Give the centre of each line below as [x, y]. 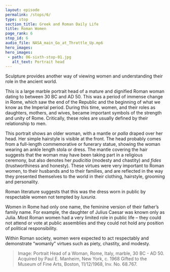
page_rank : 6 [19, 33]
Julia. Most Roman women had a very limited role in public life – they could [83, 218]
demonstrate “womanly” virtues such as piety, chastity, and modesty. [78, 244]
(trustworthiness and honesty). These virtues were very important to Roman [85, 166]
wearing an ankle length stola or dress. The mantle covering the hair [77, 149]
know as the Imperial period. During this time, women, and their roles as [80, 107]
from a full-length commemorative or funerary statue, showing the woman [83, 144]
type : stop [17, 19]
